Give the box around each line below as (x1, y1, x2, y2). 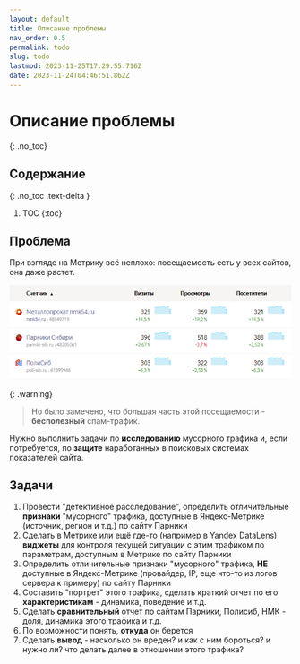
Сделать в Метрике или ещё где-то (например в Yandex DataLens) (21, 530, 278, 541)
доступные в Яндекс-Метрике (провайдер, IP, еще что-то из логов (21, 568, 278, 579)
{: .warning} (9, 388, 54, 399)
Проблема (9, 234, 72, 249)
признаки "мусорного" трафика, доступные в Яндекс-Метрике (21, 511, 265, 522)
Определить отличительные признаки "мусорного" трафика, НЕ (21, 558, 269, 569)
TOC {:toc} (21, 207, 63, 219)
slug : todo (9, 52, 50, 62)
